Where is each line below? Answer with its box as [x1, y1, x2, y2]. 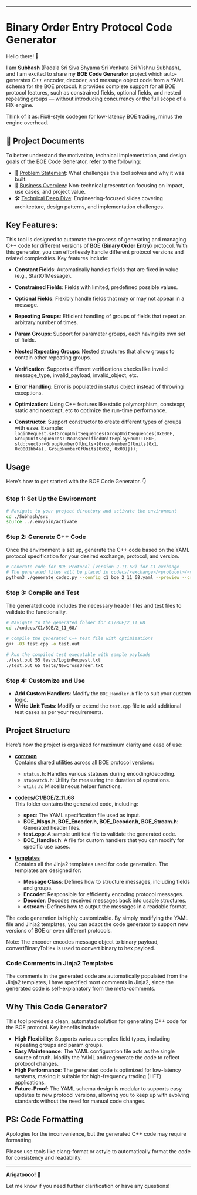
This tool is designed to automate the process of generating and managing [6, 235, 186, 243]
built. [14, 176, 28, 183]
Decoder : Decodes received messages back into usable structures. [23, 897, 186, 904]
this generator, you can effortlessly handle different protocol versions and [6, 248, 184, 255]
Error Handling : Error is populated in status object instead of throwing [14, 383, 184, 390]
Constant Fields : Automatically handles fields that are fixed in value [14, 265, 179, 273]
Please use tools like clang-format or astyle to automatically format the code [6, 1147, 191, 1154]
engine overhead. [6, 119, 49, 126]
